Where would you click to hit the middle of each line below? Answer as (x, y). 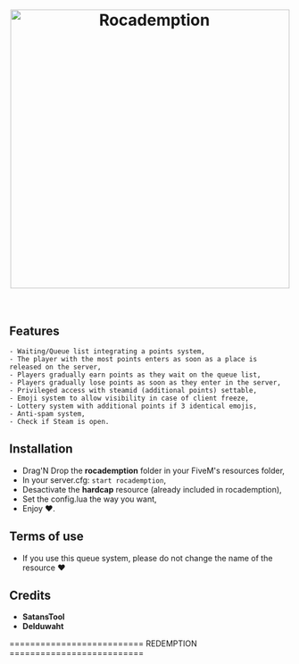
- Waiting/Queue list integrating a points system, (107, 352)
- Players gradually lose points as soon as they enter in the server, (145, 383)
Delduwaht (43, 627)
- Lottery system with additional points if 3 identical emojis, (133, 406)
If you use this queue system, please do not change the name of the (147, 558)
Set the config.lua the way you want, (90, 499)
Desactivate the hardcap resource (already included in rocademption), (152, 489)
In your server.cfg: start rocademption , (94, 480)
